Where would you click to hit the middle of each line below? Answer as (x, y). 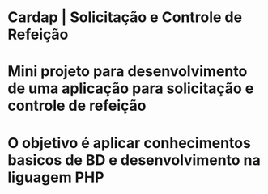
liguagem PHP (56, 177)
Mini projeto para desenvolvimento (128, 72)
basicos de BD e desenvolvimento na (134, 160)
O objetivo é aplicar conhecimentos (130, 143)
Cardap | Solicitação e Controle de (125, 17)
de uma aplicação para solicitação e (131, 89)
